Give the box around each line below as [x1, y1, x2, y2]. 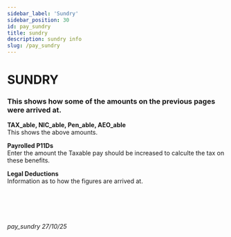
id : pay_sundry [7, 23, 51, 30]
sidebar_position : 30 [7, 17, 70, 23]
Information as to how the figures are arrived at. [7, 177, 143, 185]
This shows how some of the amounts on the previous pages [7, 97, 216, 106]
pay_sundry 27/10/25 [7, 222, 67, 231]
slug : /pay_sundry [7, 42, 60, 49]
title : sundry [7, 29, 48, 37]
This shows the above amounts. [7, 129, 98, 137]
